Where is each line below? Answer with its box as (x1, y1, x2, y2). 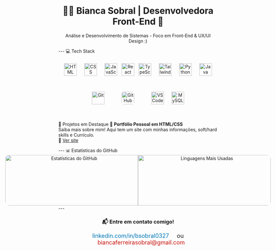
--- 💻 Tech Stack (58, 48, 95, 54)
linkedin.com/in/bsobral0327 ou (92, 232, 184, 239)
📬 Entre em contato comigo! (102, 218, 174, 225)
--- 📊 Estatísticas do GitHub (58, 147, 118, 153)
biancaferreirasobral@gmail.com (97, 238, 186, 246)
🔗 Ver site (58, 137, 78, 143)
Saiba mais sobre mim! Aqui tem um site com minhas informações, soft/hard (58, 127, 217, 133)
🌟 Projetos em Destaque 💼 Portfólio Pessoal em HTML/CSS (58, 121, 183, 127)
